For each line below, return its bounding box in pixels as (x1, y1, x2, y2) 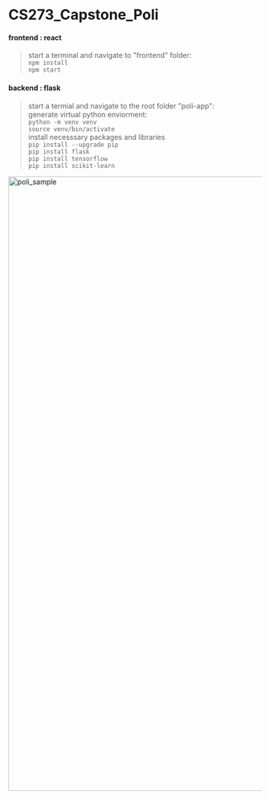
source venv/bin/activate (27, 125, 115, 133)
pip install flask (27, 147, 90, 156)
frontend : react (8, 32, 62, 42)
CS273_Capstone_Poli (8, 6, 159, 24)
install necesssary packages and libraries (27, 132, 166, 141)
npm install (27, 59, 68, 68)
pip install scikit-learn (27, 162, 115, 170)
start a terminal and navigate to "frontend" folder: (27, 51, 192, 60)
